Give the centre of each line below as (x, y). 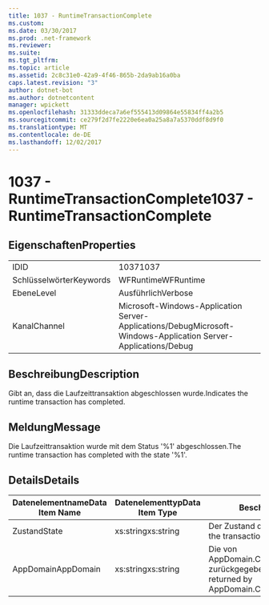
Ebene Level (34, 293)
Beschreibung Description (74, 374)
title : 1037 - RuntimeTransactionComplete (80, 16)
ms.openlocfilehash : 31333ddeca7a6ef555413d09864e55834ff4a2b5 (116, 113)
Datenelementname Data (60, 503)
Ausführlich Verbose (156, 293)
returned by (231, 579)
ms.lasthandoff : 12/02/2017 (55, 142)
